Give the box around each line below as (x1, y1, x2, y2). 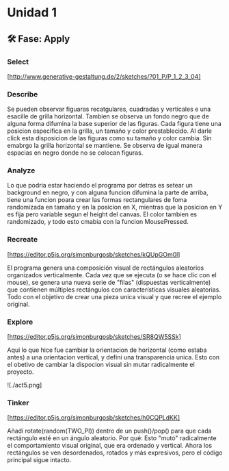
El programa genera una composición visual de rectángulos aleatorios (7, 264, 204, 272)
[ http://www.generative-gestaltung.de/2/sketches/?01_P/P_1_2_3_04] (7, 72, 201, 80)
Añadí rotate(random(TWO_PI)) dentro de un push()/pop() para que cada (7, 427, 212, 435)
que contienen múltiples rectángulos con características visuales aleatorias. (7, 285, 221, 294)
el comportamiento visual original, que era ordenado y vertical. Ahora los (7, 442, 213, 450)
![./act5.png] (7, 381, 42, 390)
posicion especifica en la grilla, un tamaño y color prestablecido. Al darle (7, 127, 212, 135)
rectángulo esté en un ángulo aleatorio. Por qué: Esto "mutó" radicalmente (7, 434, 217, 442)
